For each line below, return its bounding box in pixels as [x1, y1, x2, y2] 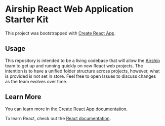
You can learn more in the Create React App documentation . [5, 106, 128, 112]
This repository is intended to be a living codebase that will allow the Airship [5, 58, 160, 63]
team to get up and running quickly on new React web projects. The [5, 63, 143, 68]
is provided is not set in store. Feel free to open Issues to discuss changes [5, 73, 156, 79]
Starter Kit [5, 14, 48, 25]
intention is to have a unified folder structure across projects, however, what [5, 68, 160, 74]
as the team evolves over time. [5, 78, 68, 84]
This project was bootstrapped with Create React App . [5, 30, 116, 36]
